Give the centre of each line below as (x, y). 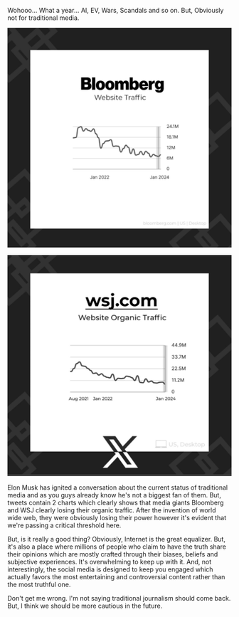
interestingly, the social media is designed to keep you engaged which (110, 569)
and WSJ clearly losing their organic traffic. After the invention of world (112, 510)
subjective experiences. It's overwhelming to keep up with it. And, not (110, 562)
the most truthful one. (39, 585)
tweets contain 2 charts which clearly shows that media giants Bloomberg (116, 503)
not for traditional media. (43, 18)
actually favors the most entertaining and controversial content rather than (116, 577)
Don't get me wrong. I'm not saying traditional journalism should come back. (119, 598)
